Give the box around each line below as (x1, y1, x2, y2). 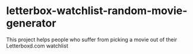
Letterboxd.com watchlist (6, 42, 68, 49)
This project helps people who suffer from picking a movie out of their (6, 36, 178, 43)
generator (6, 16, 56, 30)
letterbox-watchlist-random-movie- (6, 4, 188, 18)
